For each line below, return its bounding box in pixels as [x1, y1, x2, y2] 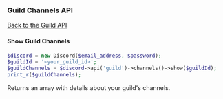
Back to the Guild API [7, 21, 67, 30]
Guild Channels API [7, 5, 74, 15]
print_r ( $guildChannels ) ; [7, 71, 81, 78]
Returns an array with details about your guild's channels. [7, 84, 171, 91]
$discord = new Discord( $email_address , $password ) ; [7, 52, 162, 59]
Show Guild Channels [7, 36, 70, 45]
